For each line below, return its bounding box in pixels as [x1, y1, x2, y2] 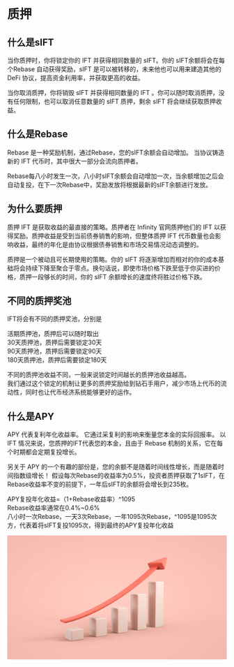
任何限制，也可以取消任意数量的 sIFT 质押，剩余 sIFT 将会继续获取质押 [13, 97, 216, 105]
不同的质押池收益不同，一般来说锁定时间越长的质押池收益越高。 [7, 371, 190, 379]
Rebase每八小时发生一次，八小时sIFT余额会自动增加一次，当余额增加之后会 [7, 172, 224, 180]
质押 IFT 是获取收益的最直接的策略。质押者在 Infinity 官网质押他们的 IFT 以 [7, 223, 221, 231]
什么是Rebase [7, 129, 68, 140]
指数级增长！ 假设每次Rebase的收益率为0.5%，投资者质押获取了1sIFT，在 [13, 471, 225, 480]
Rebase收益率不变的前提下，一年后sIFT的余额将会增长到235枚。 [7, 480, 193, 489]
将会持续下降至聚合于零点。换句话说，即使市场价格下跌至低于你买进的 [13, 263, 214, 272]
